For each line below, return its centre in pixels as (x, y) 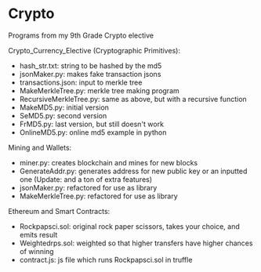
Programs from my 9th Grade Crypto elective (81, 35)
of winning (36, 251)
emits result (38, 234)
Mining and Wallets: (40, 147)
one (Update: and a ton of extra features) (86, 179)
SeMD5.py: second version (63, 115)
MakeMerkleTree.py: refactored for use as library (98, 196)
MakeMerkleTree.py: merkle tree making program (100, 90)
